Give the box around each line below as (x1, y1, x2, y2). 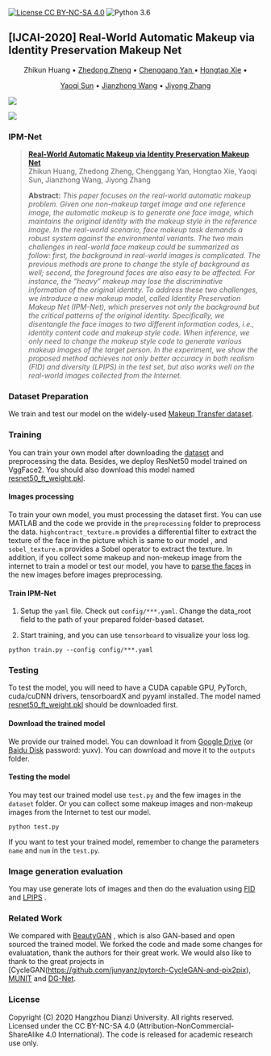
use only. (8, 1037, 39, 1048)
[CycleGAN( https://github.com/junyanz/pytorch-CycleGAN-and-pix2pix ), (8, 965, 252, 975)
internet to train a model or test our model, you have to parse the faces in (8, 561, 252, 570)
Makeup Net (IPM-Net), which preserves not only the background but (27, 303, 260, 312)
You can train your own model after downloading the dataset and (8, 448, 224, 457)
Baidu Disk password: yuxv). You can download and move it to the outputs (8, 745, 256, 754)
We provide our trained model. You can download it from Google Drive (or (8, 737, 253, 746)
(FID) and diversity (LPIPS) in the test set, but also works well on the (27, 362, 256, 372)
